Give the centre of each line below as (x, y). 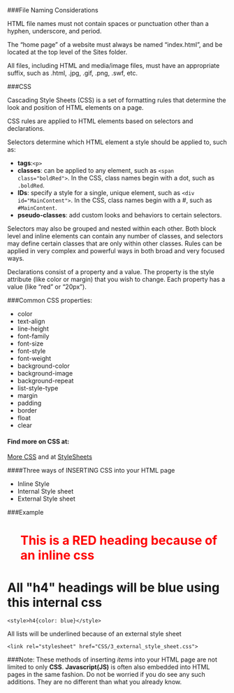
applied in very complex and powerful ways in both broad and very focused (116, 251)
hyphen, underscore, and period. (54, 31)
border (27, 410)
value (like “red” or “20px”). (47, 287)
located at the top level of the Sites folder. (67, 52)
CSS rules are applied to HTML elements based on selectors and (100, 121)
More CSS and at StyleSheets (50, 457)
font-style (31, 351)
